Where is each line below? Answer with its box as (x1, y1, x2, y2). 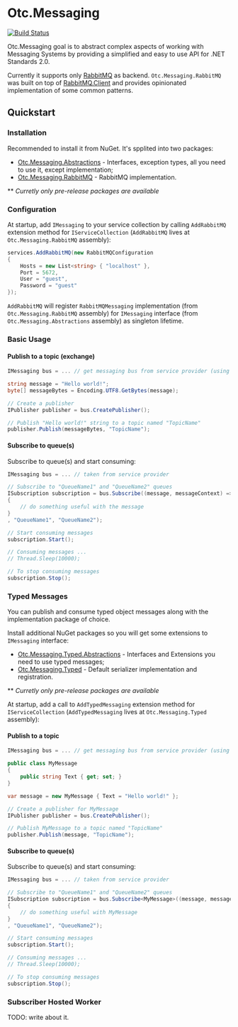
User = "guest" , (20, 275, 69, 283)
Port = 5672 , (20, 269, 59, 276)
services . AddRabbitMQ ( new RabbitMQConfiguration (7, 249, 154, 256)
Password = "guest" (20, 282, 78, 289)
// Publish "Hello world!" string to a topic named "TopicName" (7, 419, 201, 426)
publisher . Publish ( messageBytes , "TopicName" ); (7, 426, 151, 433)
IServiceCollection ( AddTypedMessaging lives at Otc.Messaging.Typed (7, 708, 207, 716)
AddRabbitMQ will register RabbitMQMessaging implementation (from (7, 301, 198, 310)
